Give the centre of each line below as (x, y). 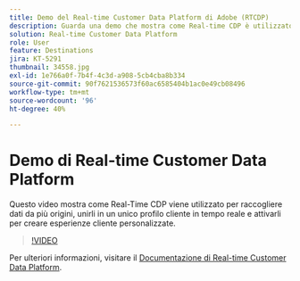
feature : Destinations (51, 51)
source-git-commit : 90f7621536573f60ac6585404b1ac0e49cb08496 (127, 84)
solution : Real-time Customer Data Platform (93, 34)
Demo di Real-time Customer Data (138, 161)
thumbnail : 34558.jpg (50, 68)
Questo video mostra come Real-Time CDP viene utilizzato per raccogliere (146, 204)
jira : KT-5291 (36, 59)
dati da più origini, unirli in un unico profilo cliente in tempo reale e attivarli (145, 214)
